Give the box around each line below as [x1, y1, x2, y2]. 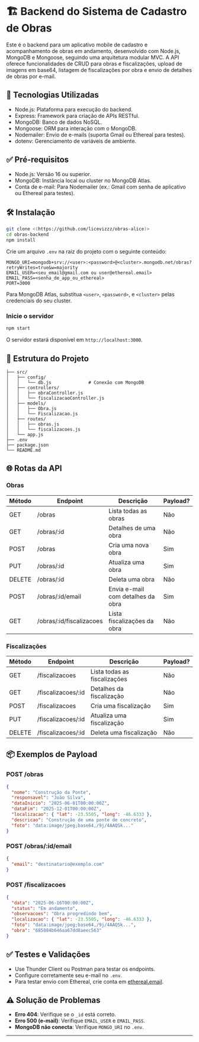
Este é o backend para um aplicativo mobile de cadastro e [6, 41, 148, 48]
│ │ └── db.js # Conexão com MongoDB [6, 379, 145, 386]
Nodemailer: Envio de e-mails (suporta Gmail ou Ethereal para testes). [14, 131, 185, 138]
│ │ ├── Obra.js [6, 405, 57, 411]
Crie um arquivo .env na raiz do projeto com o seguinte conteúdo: [6, 248, 167, 255]
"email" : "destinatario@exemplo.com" [11, 861, 105, 867]
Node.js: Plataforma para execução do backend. [14, 105, 133, 113]
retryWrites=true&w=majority [6, 265, 78, 271]
